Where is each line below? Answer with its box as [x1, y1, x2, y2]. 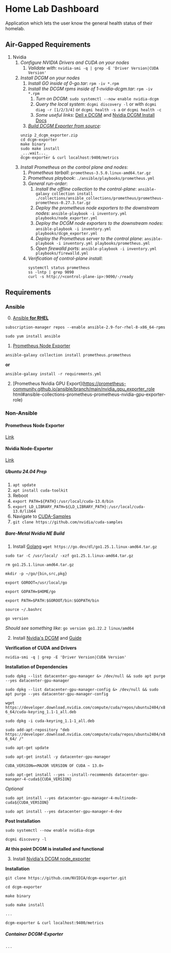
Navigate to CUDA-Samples [12, 513, 71, 519]
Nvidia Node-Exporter [5, 446, 54, 452]
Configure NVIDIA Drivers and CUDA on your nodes [20, 59, 129, 66]
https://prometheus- [83, 380, 127, 387]
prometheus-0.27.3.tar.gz [35, 200, 91, 205]
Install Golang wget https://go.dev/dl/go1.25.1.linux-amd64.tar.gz [12, 543, 157, 549]
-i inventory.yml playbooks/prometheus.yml [56, 241, 151, 246]
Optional [5, 786, 23, 792]
